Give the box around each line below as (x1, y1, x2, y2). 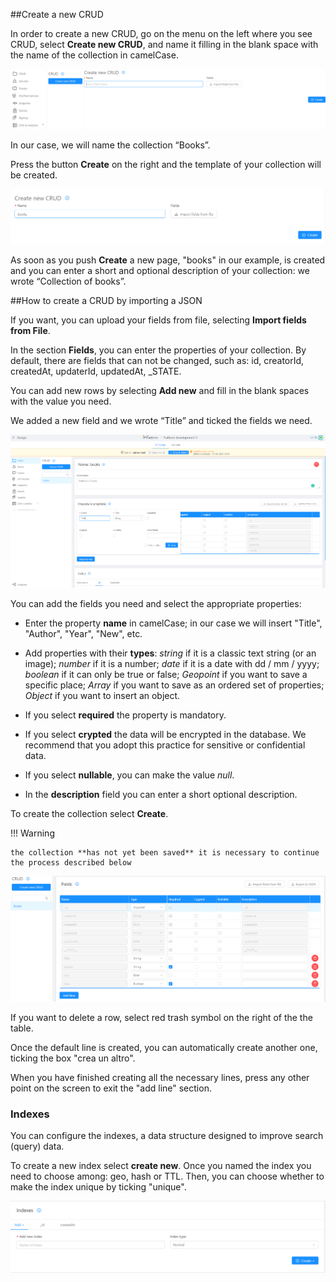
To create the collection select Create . (10, 808, 169, 820)
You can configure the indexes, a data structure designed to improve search (10, 1130, 324, 1142)
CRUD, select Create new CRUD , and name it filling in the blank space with (10, 39, 319, 50)
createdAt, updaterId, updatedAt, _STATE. (10, 365, 182, 377)
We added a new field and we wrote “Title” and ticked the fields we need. (10, 414, 313, 426)
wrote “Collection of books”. (10, 275, 127, 287)
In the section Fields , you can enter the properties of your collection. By (10, 344, 307, 356)
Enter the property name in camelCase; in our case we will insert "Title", (24, 617, 323, 629)
